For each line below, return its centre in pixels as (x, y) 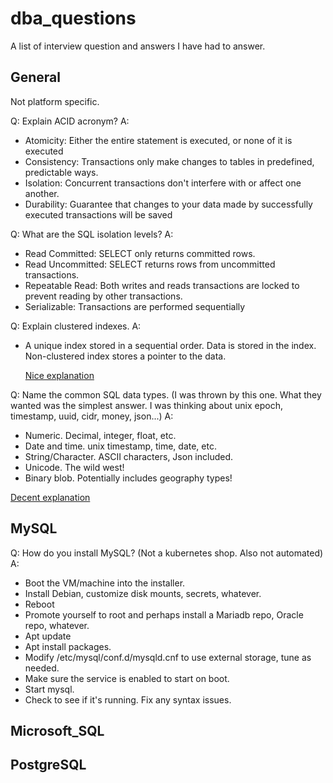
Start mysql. (49, 689)
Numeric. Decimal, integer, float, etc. (100, 435)
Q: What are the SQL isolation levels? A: (92, 234)
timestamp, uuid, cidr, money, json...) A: (92, 416)
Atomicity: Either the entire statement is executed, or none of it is (158, 140)
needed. (42, 668)
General (36, 77)
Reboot (39, 604)
